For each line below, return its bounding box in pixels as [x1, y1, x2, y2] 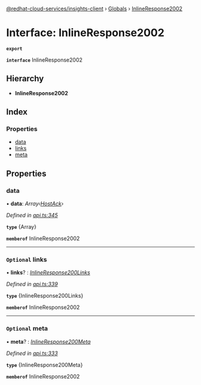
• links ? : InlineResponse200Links [6, 269, 91, 276]
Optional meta [6, 325, 48, 333]
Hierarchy [6, 74, 44, 84]
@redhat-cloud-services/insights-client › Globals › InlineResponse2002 [6, 5, 182, 12]
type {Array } [6, 223, 37, 231]
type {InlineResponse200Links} [6, 292, 84, 299]
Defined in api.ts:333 [6, 350, 58, 357]
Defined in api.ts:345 [6, 212, 58, 219]
